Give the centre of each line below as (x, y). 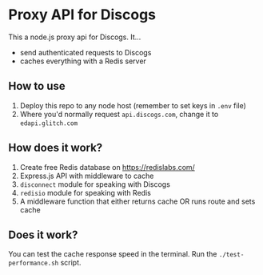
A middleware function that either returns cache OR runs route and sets (137, 201)
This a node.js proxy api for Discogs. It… (75, 37)
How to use (37, 86)
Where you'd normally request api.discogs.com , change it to (119, 114)
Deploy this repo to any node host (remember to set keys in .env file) (133, 105)
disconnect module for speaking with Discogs (95, 184)
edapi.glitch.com (49, 123)
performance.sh (34, 263)
